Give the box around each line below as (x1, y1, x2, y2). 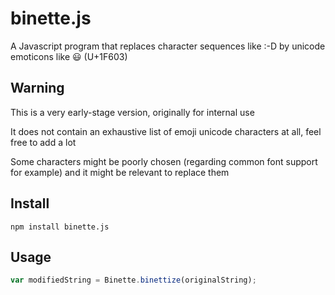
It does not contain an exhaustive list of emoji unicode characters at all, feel (10, 125, 322, 137)
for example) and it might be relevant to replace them (10, 166, 230, 178)
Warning (10, 80, 65, 97)
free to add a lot (10, 136, 77, 148)
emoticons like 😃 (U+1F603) (10, 50, 128, 62)
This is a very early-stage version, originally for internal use (10, 106, 255, 118)
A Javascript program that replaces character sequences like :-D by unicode (10, 40, 326, 52)
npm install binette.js (10, 222, 110, 232)
